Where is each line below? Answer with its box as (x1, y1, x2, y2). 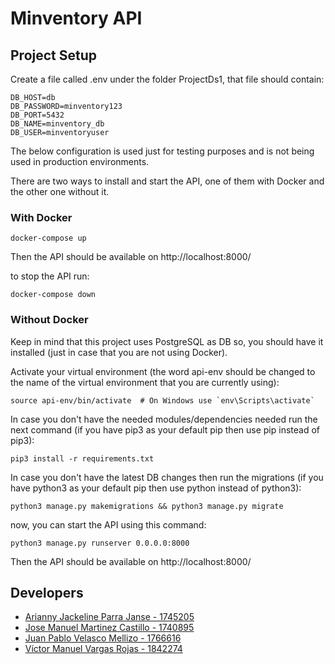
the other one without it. (10, 186, 110, 197)
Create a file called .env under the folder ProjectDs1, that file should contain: (10, 73, 325, 85)
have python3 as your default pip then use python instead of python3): (10, 482, 302, 494)
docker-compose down (10, 290, 97, 300)
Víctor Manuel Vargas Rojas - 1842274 (24, 643, 183, 655)
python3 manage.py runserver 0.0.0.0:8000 (10, 538, 190, 548)
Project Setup (10, 47, 98, 64)
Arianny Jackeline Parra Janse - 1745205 (24, 611, 195, 623)
